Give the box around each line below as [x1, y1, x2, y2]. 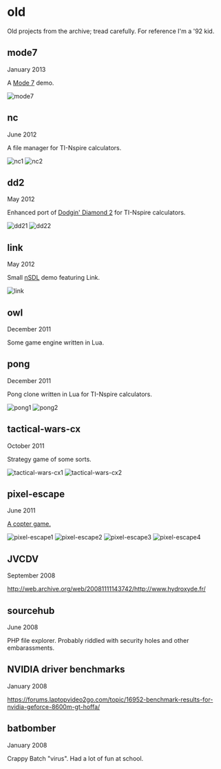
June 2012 [7, 130, 37, 139]
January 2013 [7, 65, 46, 73]
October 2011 [7, 442, 45, 450]
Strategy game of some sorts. [7, 455, 92, 463]
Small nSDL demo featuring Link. [7, 274, 101, 282]
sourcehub [7, 604, 55, 617]
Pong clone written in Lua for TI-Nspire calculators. [7, 390, 153, 398]
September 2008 [7, 571, 56, 580]
